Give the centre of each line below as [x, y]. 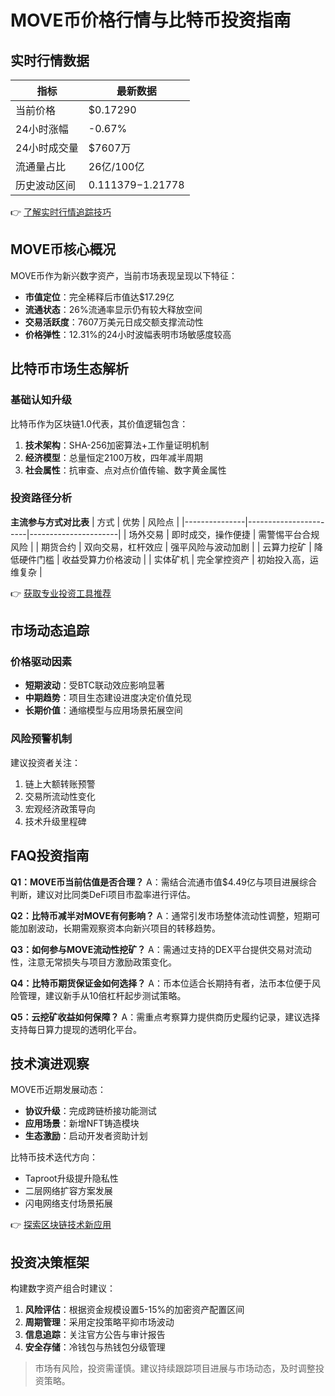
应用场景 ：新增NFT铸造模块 [82, 1123]
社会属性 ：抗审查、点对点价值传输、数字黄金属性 [125, 470]
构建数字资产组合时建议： [63, 1288]
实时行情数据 [50, 60]
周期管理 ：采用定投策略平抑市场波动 [99, 1322]
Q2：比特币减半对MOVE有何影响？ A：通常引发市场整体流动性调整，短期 [161, 915]
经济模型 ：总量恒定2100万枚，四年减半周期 [113, 457]
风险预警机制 [41, 739]
